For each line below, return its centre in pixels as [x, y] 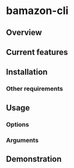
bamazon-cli [37, 11]
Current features [37, 52]
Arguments [22, 140]
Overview [24, 32]
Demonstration [34, 159]
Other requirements [34, 89]
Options [17, 124]
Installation [27, 72]
